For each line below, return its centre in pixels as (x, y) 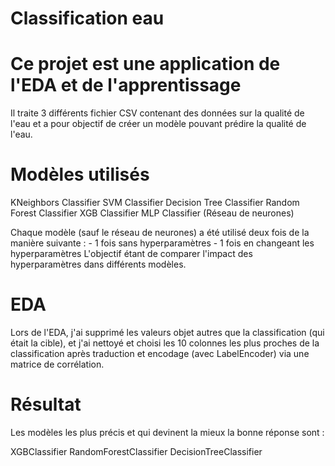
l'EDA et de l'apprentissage (126, 85)
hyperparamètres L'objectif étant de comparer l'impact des (131, 254)
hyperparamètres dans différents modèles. (98, 264)
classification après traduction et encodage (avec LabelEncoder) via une (160, 353)
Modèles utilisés (80, 174)
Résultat (46, 404)
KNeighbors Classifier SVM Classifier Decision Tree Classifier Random (155, 203)
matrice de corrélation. (57, 364)
